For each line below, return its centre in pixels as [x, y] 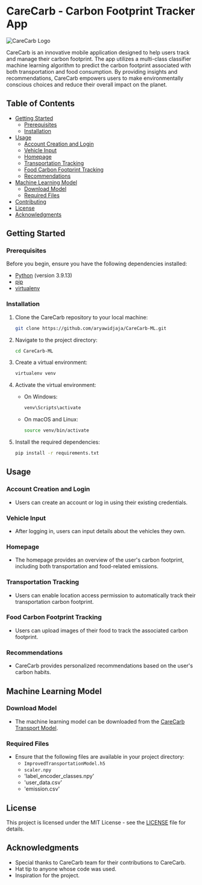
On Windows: [41, 397]
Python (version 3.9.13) [43, 276]
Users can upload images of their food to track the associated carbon [101, 631]
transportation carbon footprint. [54, 601]
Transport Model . [36, 728]
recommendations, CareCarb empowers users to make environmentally [95, 78]
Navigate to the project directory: [56, 340]
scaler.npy [38, 770]
